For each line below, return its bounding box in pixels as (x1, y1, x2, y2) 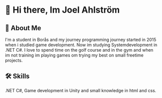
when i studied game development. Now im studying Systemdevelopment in (5, 42, 158, 48)
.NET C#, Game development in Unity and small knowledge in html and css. (5, 87, 157, 93)
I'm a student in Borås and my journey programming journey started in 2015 (5, 37, 157, 42)
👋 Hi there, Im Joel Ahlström (5, 4, 120, 16)
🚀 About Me (5, 24, 41, 32)
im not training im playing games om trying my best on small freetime (5, 52, 144, 58)
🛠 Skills (5, 72, 30, 80)
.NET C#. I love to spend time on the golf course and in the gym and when (5, 47, 154, 53)
